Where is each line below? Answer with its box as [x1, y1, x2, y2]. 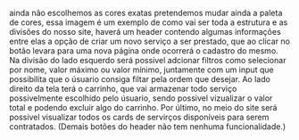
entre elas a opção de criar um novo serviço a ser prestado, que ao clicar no [9, 36, 290, 46]
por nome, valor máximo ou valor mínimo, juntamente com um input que [9, 64, 274, 75]
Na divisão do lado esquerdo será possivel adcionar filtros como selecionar [9, 55, 287, 65]
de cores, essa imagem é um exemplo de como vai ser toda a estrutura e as [9, 17, 288, 28]
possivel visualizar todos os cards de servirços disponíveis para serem [9, 111, 270, 122]
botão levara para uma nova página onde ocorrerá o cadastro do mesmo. [9, 45, 278, 56]
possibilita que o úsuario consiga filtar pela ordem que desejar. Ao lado [9, 74, 270, 84]
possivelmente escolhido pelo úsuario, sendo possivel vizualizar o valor [9, 93, 273, 103]
